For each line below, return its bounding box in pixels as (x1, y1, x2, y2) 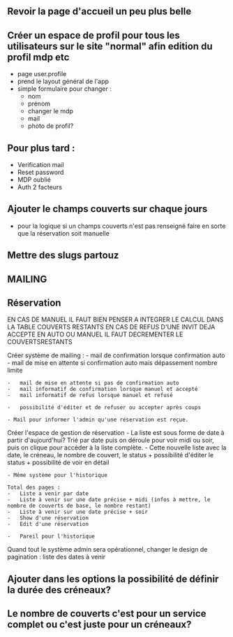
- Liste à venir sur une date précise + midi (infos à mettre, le (7, 496, 211, 503)
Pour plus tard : (7, 142, 75, 154)
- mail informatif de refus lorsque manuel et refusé (7, 392, 173, 399)
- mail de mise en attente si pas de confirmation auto (7, 380, 179, 387)
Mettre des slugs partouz (7, 250, 119, 262)
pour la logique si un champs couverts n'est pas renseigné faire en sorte (17, 222, 226, 230)
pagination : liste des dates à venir (7, 552, 106, 561)
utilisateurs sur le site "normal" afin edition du (7, 40, 213, 52)
